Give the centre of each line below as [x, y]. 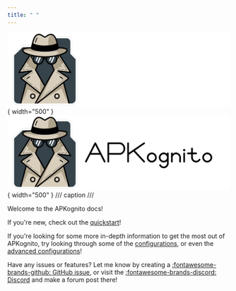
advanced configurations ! [45, 251]
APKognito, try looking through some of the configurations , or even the [111, 244]
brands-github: [29, 273]
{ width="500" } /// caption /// [51, 195]
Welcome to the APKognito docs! [55, 209]
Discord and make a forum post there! [63, 280]
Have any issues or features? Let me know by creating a [89, 265]
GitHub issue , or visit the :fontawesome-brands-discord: [135, 273]
